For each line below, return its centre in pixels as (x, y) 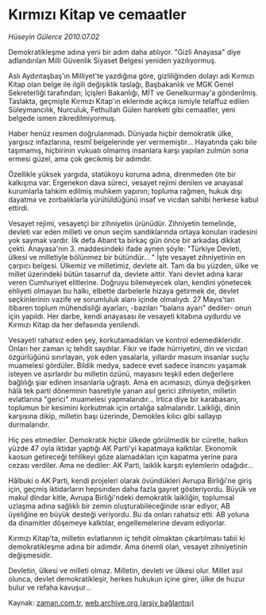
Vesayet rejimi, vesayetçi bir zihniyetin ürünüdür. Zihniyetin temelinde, (122, 223)
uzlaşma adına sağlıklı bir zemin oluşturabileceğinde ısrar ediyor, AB (119, 505)
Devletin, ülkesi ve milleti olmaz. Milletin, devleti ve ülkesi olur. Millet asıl (126, 571)
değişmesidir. (30, 555)
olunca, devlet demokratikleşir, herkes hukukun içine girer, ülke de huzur (127, 578)
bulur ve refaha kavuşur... (50, 587)
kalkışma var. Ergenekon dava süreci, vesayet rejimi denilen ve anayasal (126, 182)
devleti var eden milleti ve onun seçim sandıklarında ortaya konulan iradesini (133, 231)
